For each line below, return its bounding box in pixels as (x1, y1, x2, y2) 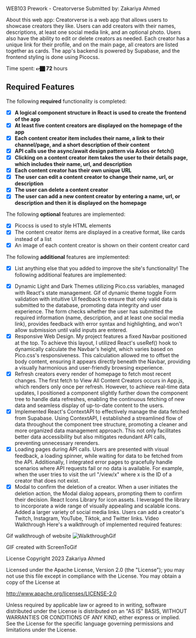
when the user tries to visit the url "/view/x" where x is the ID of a (14, 471, 172, 478)
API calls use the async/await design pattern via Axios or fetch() (14, 147, 174, 154)
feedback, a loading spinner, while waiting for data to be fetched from (14, 452, 183, 459)
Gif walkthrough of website (6, 532, 71, 539)
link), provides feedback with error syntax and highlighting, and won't (14, 320, 183, 327)
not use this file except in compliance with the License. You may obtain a (6, 573, 181, 580)
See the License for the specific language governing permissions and (6, 620, 174, 627)
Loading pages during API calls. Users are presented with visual (14, 446, 169, 453)
